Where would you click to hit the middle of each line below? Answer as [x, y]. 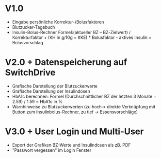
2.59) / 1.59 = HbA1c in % [37, 101]
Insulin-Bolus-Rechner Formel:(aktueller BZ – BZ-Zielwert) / [71, 32]
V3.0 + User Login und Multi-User [74, 132]
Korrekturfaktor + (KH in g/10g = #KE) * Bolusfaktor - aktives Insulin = [82, 37]
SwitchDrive [30, 73]
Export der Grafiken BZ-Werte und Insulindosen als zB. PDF [71, 145]
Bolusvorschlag [28, 42]
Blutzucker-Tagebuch [33, 27]
